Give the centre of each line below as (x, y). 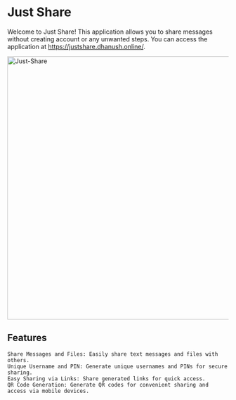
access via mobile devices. (48, 391)
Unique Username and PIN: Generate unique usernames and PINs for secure (118, 366)
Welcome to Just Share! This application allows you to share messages (110, 32)
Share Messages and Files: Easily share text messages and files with (113, 354)
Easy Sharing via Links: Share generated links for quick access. (106, 379)
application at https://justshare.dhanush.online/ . (76, 46)
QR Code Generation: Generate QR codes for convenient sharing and (108, 385)
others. (19, 360)
